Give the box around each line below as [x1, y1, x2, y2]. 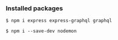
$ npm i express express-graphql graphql [5, 18, 113, 24]
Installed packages [5, 4, 63, 13]
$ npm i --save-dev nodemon [5, 28, 77, 34]
